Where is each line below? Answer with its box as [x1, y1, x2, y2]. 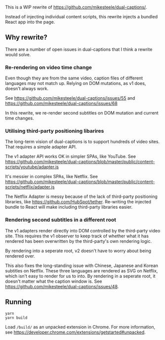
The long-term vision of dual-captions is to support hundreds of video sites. [5, 139, 160, 145]
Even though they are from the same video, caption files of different [5, 75, 143, 81]
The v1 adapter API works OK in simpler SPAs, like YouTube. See [5, 153, 136, 159]
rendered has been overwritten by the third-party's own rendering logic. [5, 238, 152, 244]
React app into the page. [5, 19, 55, 25]
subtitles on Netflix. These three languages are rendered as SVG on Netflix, [5, 267, 158, 273]
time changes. [5, 115, 34, 121]
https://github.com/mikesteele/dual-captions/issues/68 [5, 101, 118, 107]
